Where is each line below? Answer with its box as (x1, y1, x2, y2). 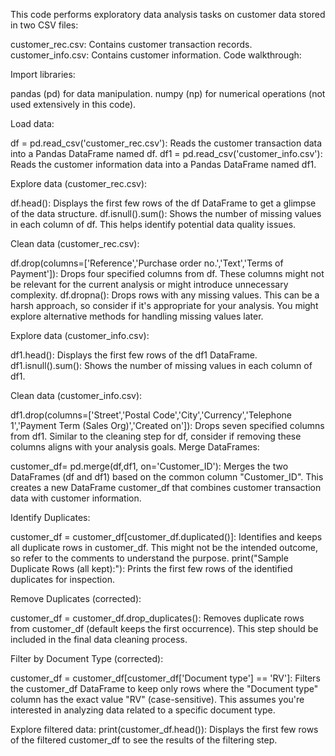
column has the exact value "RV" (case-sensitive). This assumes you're (10, 694, 305, 705)
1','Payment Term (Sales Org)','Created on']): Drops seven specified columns (10, 420, 325, 431)
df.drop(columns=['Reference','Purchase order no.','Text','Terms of (10, 257, 284, 269)
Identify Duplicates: (10, 512, 91, 523)
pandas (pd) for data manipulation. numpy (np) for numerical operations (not (10, 88, 326, 99)
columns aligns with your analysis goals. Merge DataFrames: (10, 441, 260, 453)
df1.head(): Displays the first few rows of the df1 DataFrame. (10, 349, 258, 361)
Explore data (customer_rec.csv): (10, 178, 148, 189)
